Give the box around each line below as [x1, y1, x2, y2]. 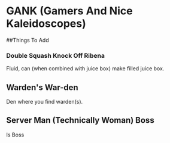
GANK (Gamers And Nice [6, 4, 133, 18]
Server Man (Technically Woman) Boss [6, 115, 154, 126]
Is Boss [6, 131, 25, 138]
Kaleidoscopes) [6, 17, 86, 30]
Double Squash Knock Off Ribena [6, 51, 105, 60]
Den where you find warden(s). [6, 98, 83, 105]
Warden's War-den [6, 82, 79, 92]
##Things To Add [6, 36, 49, 43]
